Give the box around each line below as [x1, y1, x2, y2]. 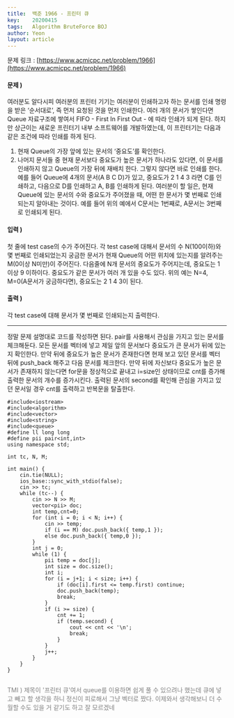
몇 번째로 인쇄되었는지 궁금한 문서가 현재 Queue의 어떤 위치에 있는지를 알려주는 [7, 251, 224, 259]
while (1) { [32, 551, 68, 558]
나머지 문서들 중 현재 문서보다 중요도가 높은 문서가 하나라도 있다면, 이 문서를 [17, 156, 224, 164]
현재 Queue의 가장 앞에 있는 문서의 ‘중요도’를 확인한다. [17, 147, 166, 155]
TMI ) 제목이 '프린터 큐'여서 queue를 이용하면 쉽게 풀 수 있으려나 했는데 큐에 [7, 685, 214, 694]
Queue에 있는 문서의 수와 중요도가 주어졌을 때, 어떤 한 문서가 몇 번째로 [17, 191, 209, 199]
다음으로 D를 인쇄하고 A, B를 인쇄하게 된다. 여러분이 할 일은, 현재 [38, 182, 214, 190]
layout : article [7, 36, 54, 43]
